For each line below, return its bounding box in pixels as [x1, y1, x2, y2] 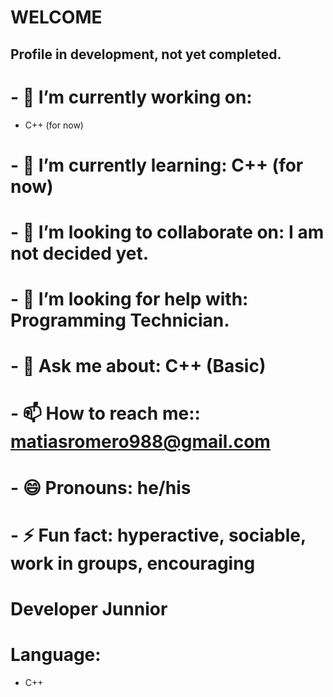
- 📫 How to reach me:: [10, 402, 201, 425]
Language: [10, 644, 102, 666]
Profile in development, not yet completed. [10, 46, 282, 63]
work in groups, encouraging [10, 552, 256, 575]
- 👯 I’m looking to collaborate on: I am [10, 221, 325, 243]
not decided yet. [10, 242, 150, 265]
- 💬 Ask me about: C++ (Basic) [10, 355, 267, 378]
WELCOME [10, 6, 103, 29]
